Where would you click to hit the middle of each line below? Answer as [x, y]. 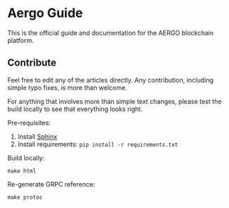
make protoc [25, 197]
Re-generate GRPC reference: [51, 184]
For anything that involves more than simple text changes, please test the [114, 101]
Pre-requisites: [29, 123]
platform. [21, 40]
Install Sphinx [37, 136]
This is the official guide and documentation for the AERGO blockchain [111, 33]
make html [22, 171]
